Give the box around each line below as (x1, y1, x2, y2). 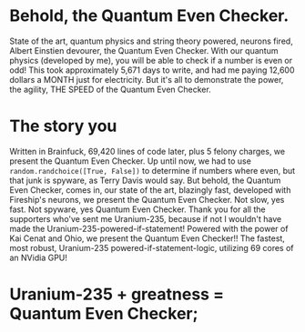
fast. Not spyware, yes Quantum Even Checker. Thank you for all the (9, 204, 266, 215)
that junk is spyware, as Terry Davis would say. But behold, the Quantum (9, 175, 281, 186)
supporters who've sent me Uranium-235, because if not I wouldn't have (9, 213, 282, 224)
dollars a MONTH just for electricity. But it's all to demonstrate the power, (9, 74, 284, 85)
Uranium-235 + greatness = (9, 284, 225, 305)
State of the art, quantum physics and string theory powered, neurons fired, (9, 35, 293, 46)
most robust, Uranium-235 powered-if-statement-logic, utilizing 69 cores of (9, 242, 294, 253)
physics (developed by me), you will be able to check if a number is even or (9, 55, 293, 65)
